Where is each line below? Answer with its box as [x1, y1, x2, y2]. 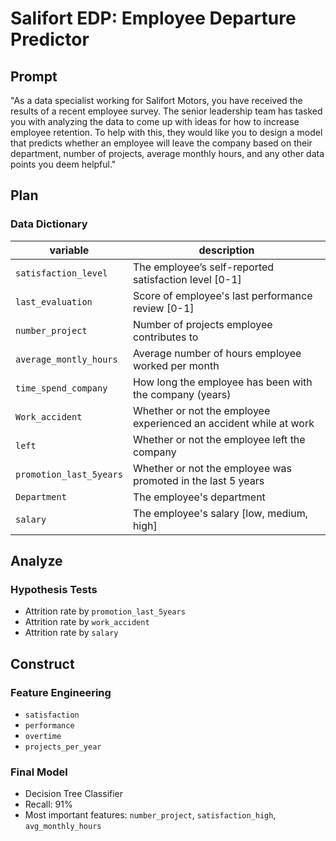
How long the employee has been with [132, 375, 313, 389]
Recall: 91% [24, 798, 73, 811]
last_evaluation [15, 296, 93, 307]
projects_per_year [24, 742, 102, 752]
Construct [10, 655, 75, 672]
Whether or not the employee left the [132, 432, 306, 446]
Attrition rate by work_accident [24, 616, 150, 628]
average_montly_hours [15, 353, 118, 365]
